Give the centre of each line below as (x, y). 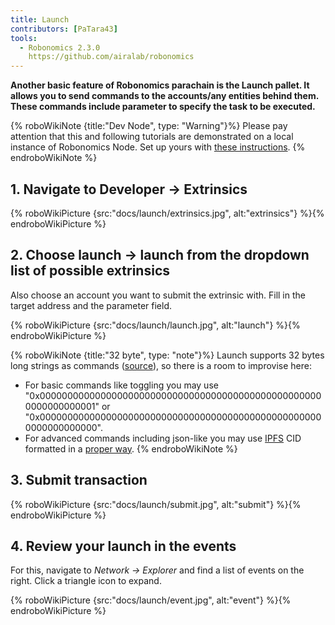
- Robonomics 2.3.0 (60, 47)
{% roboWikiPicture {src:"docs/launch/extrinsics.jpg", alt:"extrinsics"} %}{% (167, 213)
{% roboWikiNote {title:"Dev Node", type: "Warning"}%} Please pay (149, 126)
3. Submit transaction (79, 480)
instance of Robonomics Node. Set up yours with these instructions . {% (158, 147)
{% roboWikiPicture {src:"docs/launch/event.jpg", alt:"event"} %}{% (151, 600)
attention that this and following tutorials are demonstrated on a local (152, 137)
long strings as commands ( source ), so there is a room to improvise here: (161, 365)
